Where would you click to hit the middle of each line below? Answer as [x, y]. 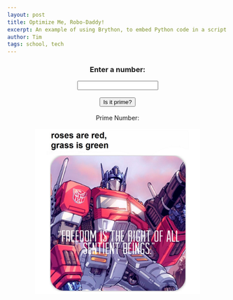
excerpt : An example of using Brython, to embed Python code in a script [117, 29]
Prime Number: [118, 118]
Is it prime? [118, 102]
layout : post [26, 15]
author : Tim [24, 37]
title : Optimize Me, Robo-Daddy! [56, 22]
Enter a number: [118, 70]
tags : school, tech [36, 44]
